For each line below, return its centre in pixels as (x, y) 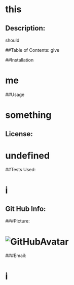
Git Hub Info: (26, 209)
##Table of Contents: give (32, 50)
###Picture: (18, 221)
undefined (27, 155)
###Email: (16, 256)
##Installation (20, 60)
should (12, 40)
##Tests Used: (21, 170)
